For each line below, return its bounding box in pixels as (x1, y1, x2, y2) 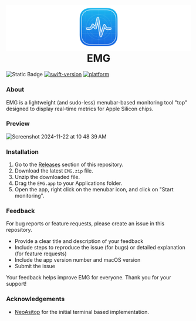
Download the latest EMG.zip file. (14, 167, 94, 174)
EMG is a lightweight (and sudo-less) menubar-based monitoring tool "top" (6, 99, 188, 106)
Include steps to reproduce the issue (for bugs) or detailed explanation (14, 244, 186, 251)
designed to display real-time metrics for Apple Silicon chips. (6, 105, 154, 112)
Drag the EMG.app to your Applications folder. (14, 180, 123, 187)
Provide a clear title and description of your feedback (14, 238, 144, 245)
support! (6, 281, 27, 288)
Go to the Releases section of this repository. (14, 161, 124, 168)
